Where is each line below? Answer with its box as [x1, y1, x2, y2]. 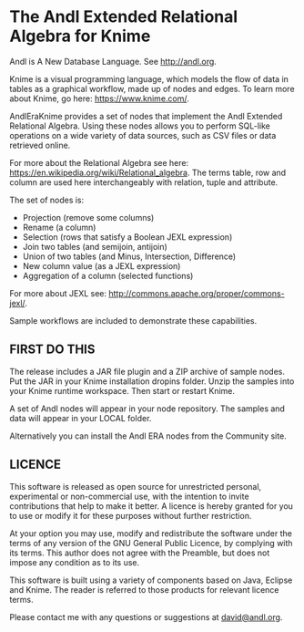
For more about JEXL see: [9, 287, 107, 298]
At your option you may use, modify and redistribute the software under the [9, 527, 293, 539]
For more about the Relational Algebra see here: [9, 157, 189, 168]
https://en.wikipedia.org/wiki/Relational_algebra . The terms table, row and [9, 167, 287, 178]
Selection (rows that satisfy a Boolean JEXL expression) [22, 231, 233, 243]
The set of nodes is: [9, 194, 85, 205]
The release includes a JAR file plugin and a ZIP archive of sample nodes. [9, 366, 285, 377]
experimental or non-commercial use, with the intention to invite [9, 491, 249, 502]
